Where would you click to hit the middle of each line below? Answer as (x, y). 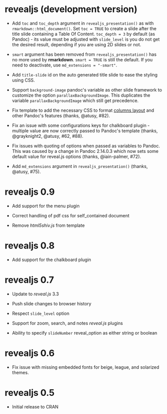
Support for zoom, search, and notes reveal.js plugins (67, 323)
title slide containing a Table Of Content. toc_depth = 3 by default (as (83, 34)
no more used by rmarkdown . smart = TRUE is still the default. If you (82, 59)
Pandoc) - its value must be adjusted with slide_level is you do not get (86, 39)
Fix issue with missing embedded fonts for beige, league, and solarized (86, 367)
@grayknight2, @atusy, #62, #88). (48, 136)
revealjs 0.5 (30, 393)
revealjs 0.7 (29, 280)
